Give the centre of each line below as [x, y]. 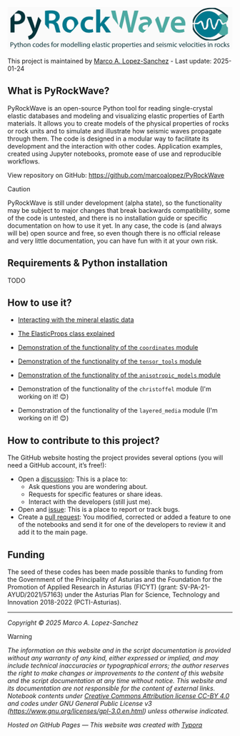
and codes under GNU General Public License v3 [80, 704]
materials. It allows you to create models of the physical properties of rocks [118, 123]
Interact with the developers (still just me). [90, 502]
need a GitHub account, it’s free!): [57, 465]
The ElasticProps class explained [66, 334]
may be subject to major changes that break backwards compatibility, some [119, 210]
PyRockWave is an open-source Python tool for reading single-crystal [110, 108]
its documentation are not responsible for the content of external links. [111, 688]
